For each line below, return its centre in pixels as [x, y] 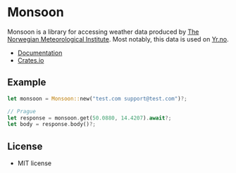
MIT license [34, 163]
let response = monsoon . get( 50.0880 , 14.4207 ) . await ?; [89, 118]
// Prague [22, 111]
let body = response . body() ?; [52, 124]
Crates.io [31, 60]
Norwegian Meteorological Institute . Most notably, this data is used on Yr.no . [118, 39]
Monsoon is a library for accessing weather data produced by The [103, 32]
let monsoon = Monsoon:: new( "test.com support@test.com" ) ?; [98, 98]
